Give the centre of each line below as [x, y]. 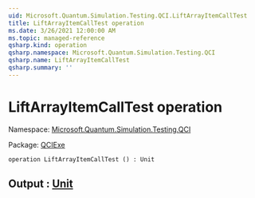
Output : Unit [41, 184]
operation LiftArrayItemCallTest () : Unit [82, 159]
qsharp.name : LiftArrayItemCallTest [69, 61]
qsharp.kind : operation [48, 46]
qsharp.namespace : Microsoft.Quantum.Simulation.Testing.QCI [112, 53]
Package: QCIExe [37, 145]
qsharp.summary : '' [41, 68]
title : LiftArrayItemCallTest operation [76, 23]
